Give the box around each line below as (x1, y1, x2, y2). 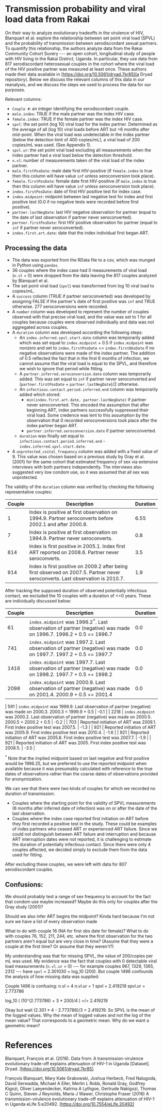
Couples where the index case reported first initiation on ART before (12, 815, 149, 821)
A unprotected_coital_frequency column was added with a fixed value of (12, 448, 158, 454)
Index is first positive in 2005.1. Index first (29, 543, 126, 549)
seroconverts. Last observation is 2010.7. (29, 575, 125, 582)
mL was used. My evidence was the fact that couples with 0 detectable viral (5, 958, 157, 964)
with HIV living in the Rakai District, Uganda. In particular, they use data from (5, 56, 158, 61)
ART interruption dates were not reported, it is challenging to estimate (12, 836, 152, 842)
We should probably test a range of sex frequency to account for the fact (5, 893, 151, 899)
